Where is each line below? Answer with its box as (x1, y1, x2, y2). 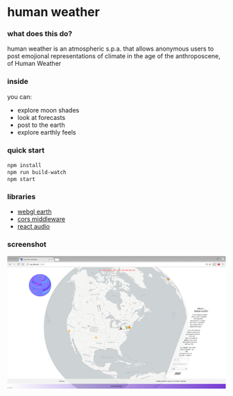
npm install (7, 162, 42, 169)
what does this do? (7, 29, 73, 39)
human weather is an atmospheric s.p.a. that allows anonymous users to (7, 44, 214, 53)
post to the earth (17, 121, 65, 129)
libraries (7, 192, 36, 201)
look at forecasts (17, 113, 66, 121)
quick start (7, 145, 45, 155)
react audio (17, 223, 51, 231)
